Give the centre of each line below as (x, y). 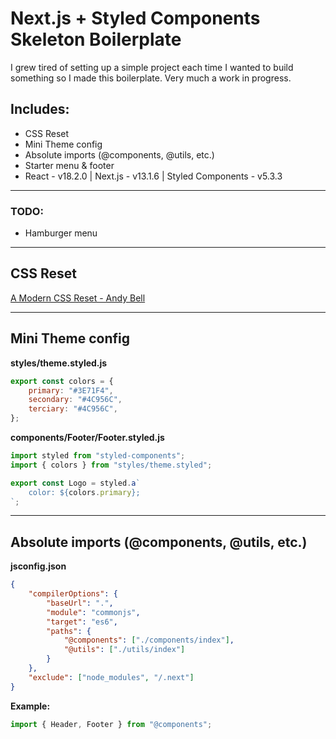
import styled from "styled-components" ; (98, 456)
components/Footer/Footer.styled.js (87, 438)
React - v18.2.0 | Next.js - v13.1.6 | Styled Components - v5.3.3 (153, 176)
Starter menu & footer (69, 165)
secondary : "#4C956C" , (75, 400)
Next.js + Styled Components (135, 18)
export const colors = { (62, 381)
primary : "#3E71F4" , (71, 390)
